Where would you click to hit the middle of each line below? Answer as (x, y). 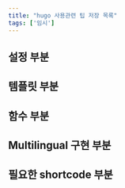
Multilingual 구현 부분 (60, 146)
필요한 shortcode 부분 (61, 175)
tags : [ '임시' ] (32, 23)
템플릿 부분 (34, 87)
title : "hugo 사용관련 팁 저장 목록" (63, 15)
